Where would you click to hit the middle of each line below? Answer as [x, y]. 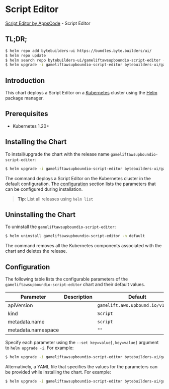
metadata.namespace [33, 330]
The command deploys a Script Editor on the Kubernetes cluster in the [78, 178]
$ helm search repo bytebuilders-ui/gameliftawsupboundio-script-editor [83, 60]
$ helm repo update [26, 55]
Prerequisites [27, 114]
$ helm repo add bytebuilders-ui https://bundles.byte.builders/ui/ [78, 51]
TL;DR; [16, 39]
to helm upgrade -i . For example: [39, 348]
